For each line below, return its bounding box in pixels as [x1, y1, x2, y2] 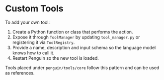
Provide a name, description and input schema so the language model [12, 44, 156, 50]
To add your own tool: [5, 19, 50, 25]
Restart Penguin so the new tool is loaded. [12, 55, 99, 61]
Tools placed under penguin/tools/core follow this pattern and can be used [5, 65, 160, 71]
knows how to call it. [12, 50, 55, 56]
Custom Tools [5, 3, 64, 14]
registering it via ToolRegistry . [12, 39, 75, 45]
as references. [5, 70, 35, 76]
